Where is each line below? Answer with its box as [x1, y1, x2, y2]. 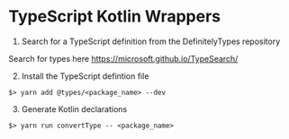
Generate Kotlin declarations [21, 103, 128, 114]
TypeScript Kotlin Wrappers [8, 6, 221, 27]
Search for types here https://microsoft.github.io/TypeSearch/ [8, 53, 239, 64]
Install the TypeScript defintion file [21, 70, 149, 82]
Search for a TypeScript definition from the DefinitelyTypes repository [21, 36, 281, 47]
